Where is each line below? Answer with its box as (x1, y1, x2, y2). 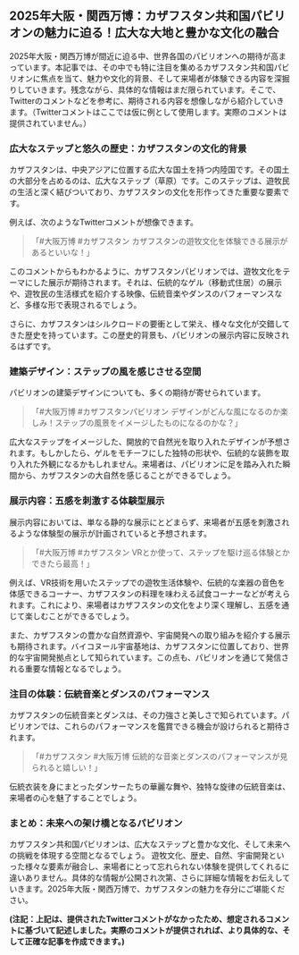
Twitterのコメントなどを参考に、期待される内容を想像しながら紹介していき (9, 95, 285, 106)
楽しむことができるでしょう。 (24, 611, 134, 621)
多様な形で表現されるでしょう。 (24, 300, 142, 310)
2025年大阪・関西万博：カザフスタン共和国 (9, 8, 251, 24)
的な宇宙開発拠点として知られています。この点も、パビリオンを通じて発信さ (9, 652, 290, 663)
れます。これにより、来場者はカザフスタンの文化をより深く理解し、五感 (9, 599, 274, 610)
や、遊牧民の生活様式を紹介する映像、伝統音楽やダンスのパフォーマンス (9, 289, 275, 300)
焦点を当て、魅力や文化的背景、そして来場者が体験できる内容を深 (39, 72, 283, 83)
